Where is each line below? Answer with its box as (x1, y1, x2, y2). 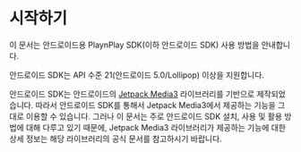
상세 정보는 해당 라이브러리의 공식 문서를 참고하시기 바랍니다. (9, 133, 222, 144)
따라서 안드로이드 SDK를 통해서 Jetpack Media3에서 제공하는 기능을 (35, 99, 276, 110)
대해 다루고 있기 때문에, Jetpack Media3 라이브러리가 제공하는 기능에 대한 (25, 122, 287, 132)
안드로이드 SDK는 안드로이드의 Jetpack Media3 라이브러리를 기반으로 (9, 89, 255, 99)
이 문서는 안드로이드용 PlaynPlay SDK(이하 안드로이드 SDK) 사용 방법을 (9, 39, 260, 50)
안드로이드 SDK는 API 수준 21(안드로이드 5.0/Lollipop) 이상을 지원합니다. (9, 69, 264, 80)
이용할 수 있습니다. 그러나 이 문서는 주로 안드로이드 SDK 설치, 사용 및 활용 (25, 111, 283, 122)
